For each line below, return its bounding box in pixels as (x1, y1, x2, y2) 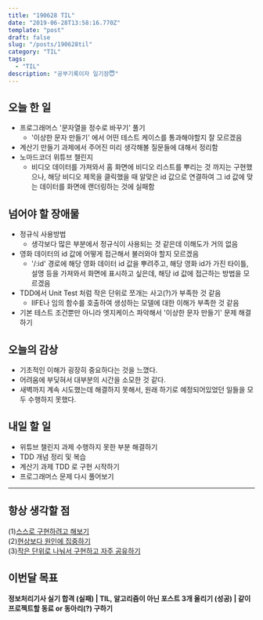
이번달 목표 (8, 571, 59, 585)
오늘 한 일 (8, 101, 52, 115)
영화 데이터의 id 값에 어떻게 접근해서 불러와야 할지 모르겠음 (19, 249, 200, 259)
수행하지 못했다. (27, 395, 77, 404)
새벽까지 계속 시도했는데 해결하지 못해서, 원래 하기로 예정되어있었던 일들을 (19, 385, 246, 395)
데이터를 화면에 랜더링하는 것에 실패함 (39, 182, 155, 191)
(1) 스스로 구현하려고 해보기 (8, 527, 90, 536)
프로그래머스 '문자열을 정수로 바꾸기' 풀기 (19, 123, 146, 133)
